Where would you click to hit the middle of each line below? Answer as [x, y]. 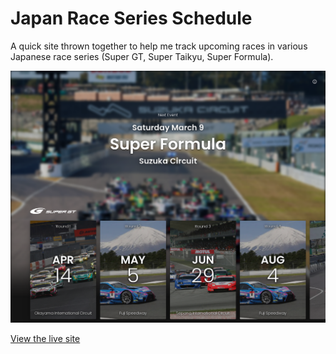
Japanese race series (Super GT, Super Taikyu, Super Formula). [142, 56]
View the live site [45, 339]
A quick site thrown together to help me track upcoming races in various [159, 46]
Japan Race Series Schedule [131, 18]
